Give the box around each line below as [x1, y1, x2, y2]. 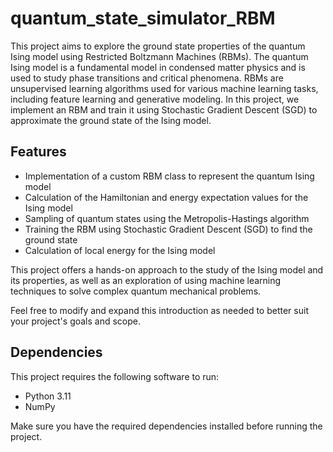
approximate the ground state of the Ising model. [10, 114, 212, 126]
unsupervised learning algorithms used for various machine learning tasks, [10, 82, 319, 94]
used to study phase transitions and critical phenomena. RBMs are [10, 72, 284, 84]
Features [10, 143, 67, 161]
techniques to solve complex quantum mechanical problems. [10, 285, 262, 297]
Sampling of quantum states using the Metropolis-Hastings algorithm [24, 212, 310, 224]
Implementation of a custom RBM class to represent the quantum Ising [24, 170, 315, 182]
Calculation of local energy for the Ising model [24, 244, 216, 256]
